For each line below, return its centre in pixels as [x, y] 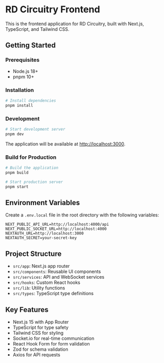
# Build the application [32, 168]
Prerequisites [22, 60]
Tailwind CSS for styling [38, 333]
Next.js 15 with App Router [41, 322]
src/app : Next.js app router [41, 266]
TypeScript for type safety [41, 327]
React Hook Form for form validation [51, 343]
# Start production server [34, 182]
